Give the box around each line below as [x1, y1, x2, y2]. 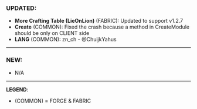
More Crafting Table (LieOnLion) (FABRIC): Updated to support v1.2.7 [14, 17, 184, 24]
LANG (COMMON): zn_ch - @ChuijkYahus [14, 36, 117, 43]
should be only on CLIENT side [14, 30, 90, 37]
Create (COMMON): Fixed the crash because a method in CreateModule [14, 23, 189, 30]
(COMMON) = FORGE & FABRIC [14, 97, 91, 104]
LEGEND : [6, 86, 29, 93]
